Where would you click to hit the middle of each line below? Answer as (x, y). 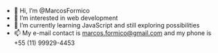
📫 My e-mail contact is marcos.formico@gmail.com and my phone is (112, 33)
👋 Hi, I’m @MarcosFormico (52, 11)
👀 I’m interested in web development (66, 18)
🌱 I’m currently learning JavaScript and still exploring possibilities (107, 25)
